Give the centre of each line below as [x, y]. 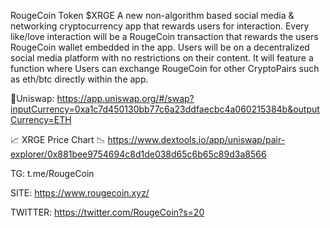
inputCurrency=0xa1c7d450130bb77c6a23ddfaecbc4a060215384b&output [165, 109]
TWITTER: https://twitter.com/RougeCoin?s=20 [107, 212]
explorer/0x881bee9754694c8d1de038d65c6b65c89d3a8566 [138, 154]
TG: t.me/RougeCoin [52, 173]
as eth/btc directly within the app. [79, 79]
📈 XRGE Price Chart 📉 [58, 139]
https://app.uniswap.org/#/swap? [125, 98]
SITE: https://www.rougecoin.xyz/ [80, 193]
